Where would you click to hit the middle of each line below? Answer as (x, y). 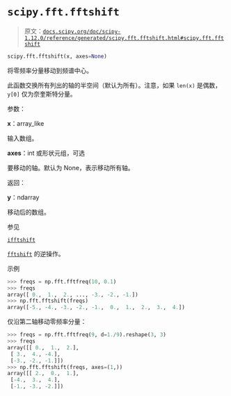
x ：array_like (26, 123)
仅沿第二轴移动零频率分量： (47, 322)
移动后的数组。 (29, 212)
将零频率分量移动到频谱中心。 (50, 70)
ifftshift (22, 240)
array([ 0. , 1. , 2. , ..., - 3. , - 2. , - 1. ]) (73, 295)
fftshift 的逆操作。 (36, 254)
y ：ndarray (23, 197)
